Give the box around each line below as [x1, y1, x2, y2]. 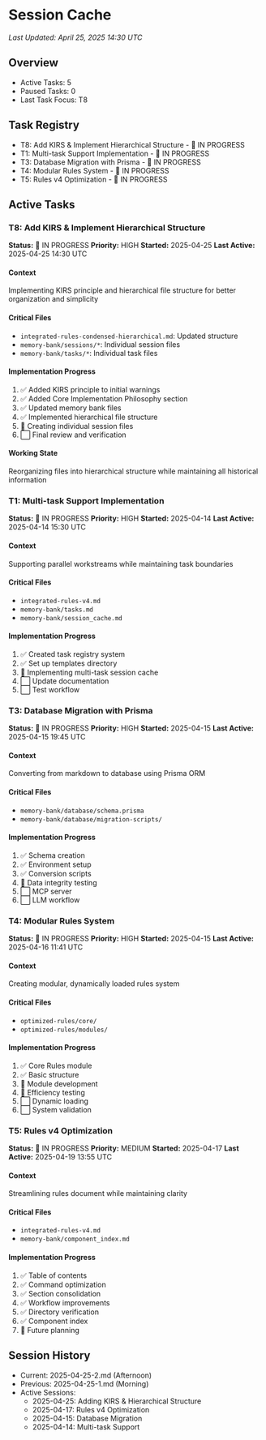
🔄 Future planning [19, 1325, 79, 1335]
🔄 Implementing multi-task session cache [19, 667, 159, 677]
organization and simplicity [8, 294, 99, 304]
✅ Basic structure [19, 1069, 79, 1079]
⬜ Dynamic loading [19, 1096, 89, 1106]
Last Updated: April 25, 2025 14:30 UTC [8, 32, 144, 42]
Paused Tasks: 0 [19, 86, 76, 96]
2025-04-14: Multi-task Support [32, 1421, 140, 1432]
